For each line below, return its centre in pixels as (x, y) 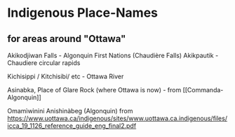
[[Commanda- (203, 90)
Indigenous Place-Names (82, 13)
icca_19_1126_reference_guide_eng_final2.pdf (72, 126)
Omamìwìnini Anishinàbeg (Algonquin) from (70, 111)
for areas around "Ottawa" (67, 39)
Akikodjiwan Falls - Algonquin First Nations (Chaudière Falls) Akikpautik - (113, 55)
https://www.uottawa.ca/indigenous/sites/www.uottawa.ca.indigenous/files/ (117, 118)
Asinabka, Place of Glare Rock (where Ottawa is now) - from (94, 90)
